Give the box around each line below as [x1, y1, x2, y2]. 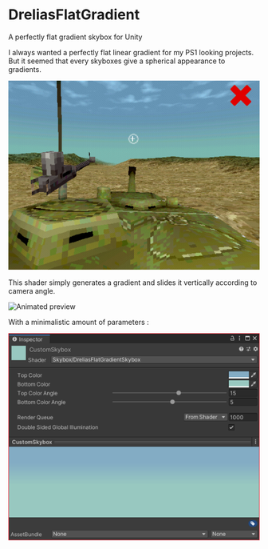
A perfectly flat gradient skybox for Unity [8, 32, 143, 42]
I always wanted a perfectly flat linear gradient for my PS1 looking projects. [8, 47, 254, 57]
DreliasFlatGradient [8, 6, 140, 24]
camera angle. [8, 286, 56, 295]
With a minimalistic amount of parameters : [8, 317, 149, 327]
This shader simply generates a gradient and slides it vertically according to [8, 278, 258, 287]
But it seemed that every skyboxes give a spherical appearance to [8, 56, 226, 66]
